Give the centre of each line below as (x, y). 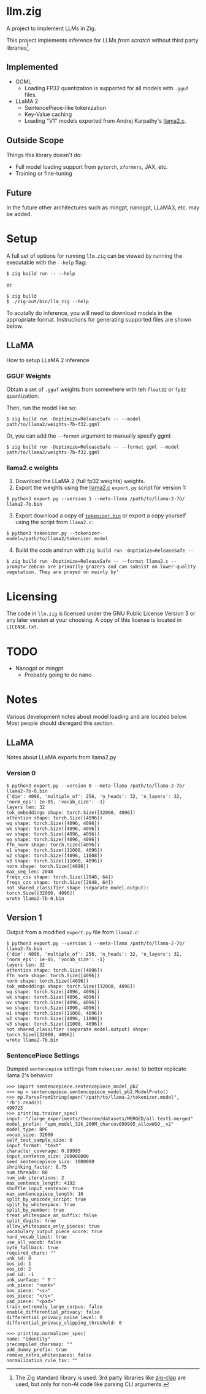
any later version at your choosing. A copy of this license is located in (94, 620)
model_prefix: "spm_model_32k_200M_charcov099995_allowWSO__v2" (90, 1125)
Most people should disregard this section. (60, 723)
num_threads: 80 (27, 1173)
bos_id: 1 (19, 1264)
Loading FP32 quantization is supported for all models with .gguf (106, 88)
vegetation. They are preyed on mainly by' (63, 572)
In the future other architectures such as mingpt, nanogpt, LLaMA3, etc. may (103, 207)
